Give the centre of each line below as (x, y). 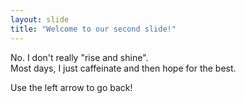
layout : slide (40, 19)
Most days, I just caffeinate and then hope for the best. (123, 68)
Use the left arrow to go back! (71, 87)
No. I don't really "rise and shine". (79, 57)
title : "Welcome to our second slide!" (93, 29)
